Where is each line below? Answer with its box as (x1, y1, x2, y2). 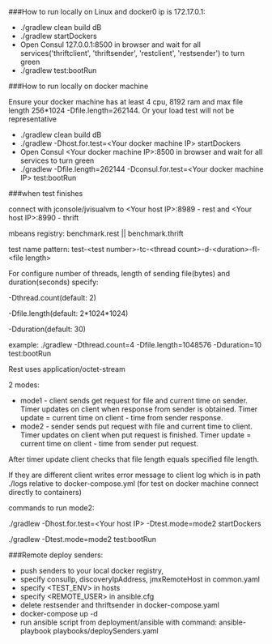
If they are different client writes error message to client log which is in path (8, 470, 261, 480)
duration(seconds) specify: (8, 277, 99, 287)
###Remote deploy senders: (8, 550, 104, 560)
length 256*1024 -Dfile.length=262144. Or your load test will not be (8, 105, 235, 115)
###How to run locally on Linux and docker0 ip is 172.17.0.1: (8, 7, 206, 16)
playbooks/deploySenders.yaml (53, 626, 159, 635)
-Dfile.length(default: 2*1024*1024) (8, 309, 129, 318)
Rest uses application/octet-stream (8, 365, 125, 373)
